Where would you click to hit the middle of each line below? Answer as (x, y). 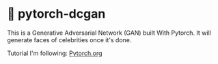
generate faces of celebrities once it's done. (69, 39)
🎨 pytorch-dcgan (56, 14)
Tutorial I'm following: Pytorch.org (55, 53)
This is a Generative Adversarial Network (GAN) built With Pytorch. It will (109, 33)
